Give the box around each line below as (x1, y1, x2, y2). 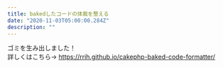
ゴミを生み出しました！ (7, 44, 76, 52)
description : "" (7, 23, 55, 30)
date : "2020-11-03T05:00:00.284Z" (7, 17, 110, 24)
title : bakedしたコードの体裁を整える (7, 10, 109, 18)
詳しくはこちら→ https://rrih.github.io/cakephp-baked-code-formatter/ (7, 52, 215, 61)
